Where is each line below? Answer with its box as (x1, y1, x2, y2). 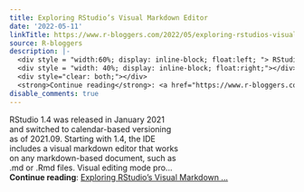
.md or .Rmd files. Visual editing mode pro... (9, 162, 173, 173)
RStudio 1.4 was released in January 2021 (9, 114, 166, 125)
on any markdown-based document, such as (9, 152, 176, 163)
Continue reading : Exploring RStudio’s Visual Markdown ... (9, 171, 229, 182)
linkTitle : (9, 30, 51, 39)
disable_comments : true (9, 89, 100, 98)
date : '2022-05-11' (9, 22, 83, 31)
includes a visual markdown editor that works (9, 142, 179, 154)
